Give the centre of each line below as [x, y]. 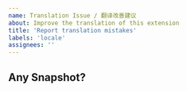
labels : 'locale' [37, 38]
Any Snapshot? [47, 77]
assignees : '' [32, 45]
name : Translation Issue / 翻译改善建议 [72, 15]
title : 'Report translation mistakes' [72, 30]
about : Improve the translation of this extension [94, 23]
